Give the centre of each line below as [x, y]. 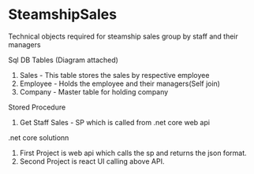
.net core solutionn [39, 137]
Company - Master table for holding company [94, 91]
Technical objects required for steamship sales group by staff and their [123, 36]
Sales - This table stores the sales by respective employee [114, 75]
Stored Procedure [37, 107]
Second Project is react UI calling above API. [92, 161]
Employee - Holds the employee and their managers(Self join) [120, 83]
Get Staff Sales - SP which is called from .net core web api [115, 122]
